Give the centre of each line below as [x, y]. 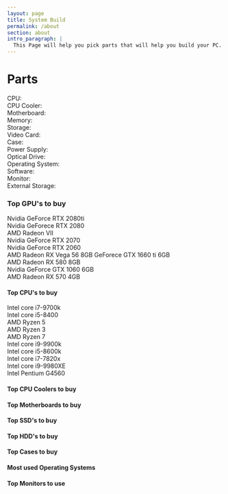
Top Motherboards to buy [44, 405]
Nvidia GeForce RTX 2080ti [46, 219]
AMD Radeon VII [30, 233]
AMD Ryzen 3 [26, 329]
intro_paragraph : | [35, 39]
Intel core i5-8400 [33, 315]
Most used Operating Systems [51, 468]
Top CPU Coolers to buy [42, 389]
